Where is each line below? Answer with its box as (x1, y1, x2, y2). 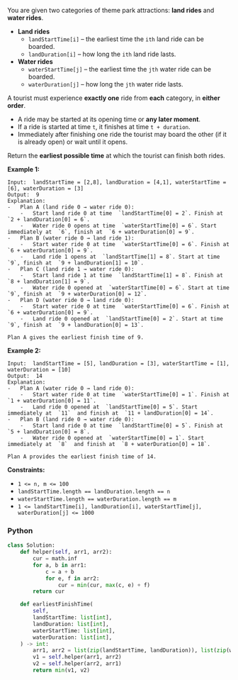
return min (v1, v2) (33, 667, 91, 674)
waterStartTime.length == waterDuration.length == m (17, 496, 177, 503)
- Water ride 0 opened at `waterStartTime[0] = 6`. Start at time (20, 284, 230, 291)
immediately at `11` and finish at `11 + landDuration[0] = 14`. (7, 410, 214, 417)
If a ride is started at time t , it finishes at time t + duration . (17, 123, 191, 130)
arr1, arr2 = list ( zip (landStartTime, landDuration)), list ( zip (33, 647, 227, 654)
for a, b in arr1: (33, 562, 87, 569)
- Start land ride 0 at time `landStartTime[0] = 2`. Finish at (20, 210, 223, 217)
